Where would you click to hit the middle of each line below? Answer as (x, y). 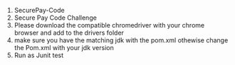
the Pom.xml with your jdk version (64, 48)
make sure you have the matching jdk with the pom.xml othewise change (121, 40)
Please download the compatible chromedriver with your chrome (109, 25)
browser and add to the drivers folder (69, 32)
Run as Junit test (39, 55)
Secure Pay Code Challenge (56, 18)
